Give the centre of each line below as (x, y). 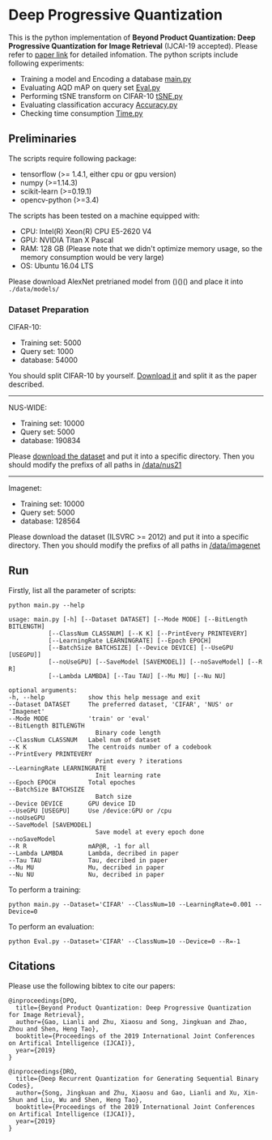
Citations (32, 966)
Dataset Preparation (49, 310)
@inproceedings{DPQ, (43, 1001)
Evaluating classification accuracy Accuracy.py (99, 105)
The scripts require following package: (73, 158)
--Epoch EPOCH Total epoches (72, 782)
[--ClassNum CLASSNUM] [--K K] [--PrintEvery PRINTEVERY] (148, 634)
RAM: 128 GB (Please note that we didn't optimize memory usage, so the (141, 248)
